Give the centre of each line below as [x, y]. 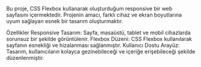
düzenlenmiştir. [25, 58]
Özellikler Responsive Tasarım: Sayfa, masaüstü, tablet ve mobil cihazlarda [98, 33]
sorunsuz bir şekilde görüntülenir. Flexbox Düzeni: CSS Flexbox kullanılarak [99, 39]
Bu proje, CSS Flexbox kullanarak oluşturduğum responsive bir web [89, 9]
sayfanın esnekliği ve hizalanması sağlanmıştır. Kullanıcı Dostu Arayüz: [93, 45]
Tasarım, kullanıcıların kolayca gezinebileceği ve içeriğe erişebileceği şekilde [101, 52]
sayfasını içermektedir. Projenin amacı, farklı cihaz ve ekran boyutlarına [94, 15]
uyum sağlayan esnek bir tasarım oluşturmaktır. [64, 21]
